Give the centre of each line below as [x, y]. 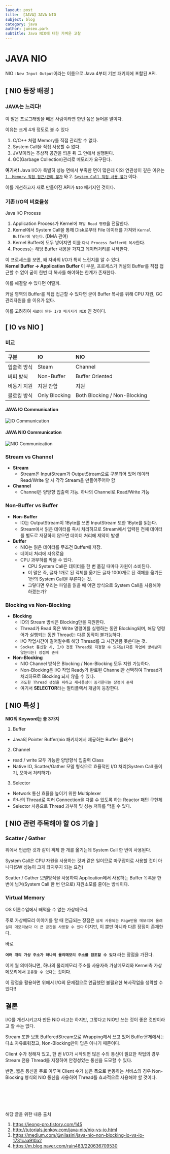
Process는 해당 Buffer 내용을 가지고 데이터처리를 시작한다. [71, 249]
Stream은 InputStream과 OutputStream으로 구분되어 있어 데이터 [85, 474]
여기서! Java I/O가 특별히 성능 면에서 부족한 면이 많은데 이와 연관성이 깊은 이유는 [85, 170]
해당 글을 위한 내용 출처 [28, 1114]
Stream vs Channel [29, 456]
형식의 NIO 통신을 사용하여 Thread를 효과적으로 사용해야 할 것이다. [91, 1077]
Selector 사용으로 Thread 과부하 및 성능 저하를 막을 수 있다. [72, 806]
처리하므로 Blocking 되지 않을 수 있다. [58, 676]
